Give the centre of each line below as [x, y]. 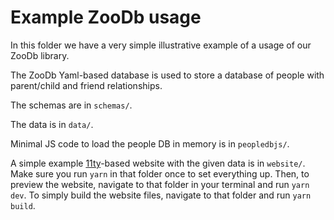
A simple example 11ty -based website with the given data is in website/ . [158, 163]
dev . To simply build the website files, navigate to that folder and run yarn [161, 195]
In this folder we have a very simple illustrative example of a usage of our [161, 45]
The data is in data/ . [52, 124]
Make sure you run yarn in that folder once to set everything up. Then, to [160, 173]
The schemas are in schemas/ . [71, 105]
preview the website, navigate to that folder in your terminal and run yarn [160, 184]
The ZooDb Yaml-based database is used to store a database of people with [167, 75]
